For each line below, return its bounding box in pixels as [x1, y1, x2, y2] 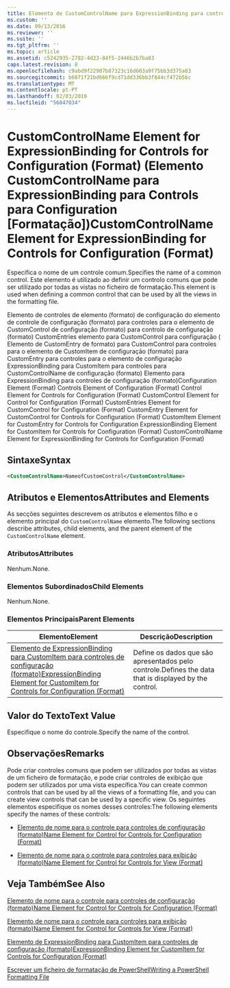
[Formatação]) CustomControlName [7, 217, 214, 232]
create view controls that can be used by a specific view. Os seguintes [7, 795, 206, 803]
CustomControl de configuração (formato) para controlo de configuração [7, 325, 214, 333]
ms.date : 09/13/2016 [7, 23, 66, 30]
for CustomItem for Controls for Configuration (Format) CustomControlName [7, 427, 223, 436]
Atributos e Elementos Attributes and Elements [7, 491, 209, 503]
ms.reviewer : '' [7, 29, 53, 36]
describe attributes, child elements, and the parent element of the [7, 524, 192, 532]
